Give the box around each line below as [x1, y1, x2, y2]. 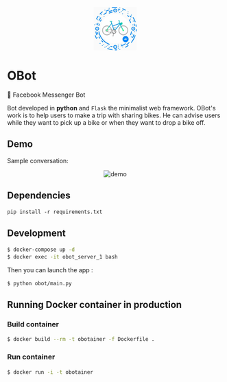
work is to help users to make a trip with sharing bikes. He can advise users [7, 111, 221, 119]
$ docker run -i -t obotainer [7, 368, 94, 376]
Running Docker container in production [7, 299, 182, 311]
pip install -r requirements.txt [7, 208, 103, 215]
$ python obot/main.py [7, 280, 72, 287]
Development [7, 227, 67, 239]
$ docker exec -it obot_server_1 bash [7, 254, 118, 261]
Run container [7, 353, 56, 362]
